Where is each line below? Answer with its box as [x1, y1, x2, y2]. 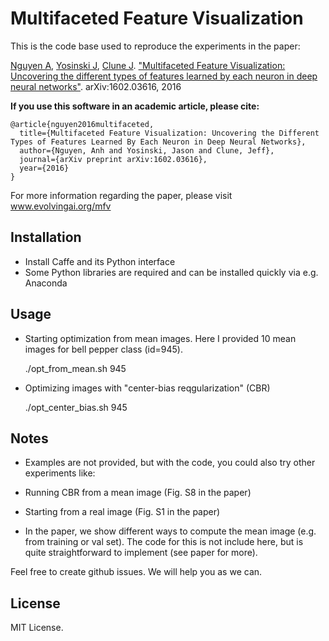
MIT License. [10, 622, 64, 634]
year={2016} [19, 163, 70, 173]
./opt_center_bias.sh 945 [24, 401, 128, 413]
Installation [10, 229, 82, 246]
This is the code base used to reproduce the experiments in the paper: [10, 40, 301, 52]
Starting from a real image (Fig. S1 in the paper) [24, 506, 221, 518]
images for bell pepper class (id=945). [24, 343, 183, 355]
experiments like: [24, 467, 96, 479]
